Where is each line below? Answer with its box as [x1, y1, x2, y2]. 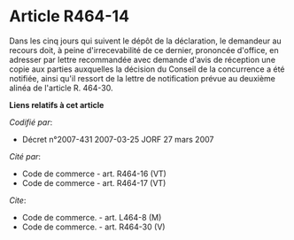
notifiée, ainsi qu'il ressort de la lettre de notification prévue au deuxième [9, 73, 276, 83]
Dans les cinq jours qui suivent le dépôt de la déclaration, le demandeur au [9, 35, 282, 46]
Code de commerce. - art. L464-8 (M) [21, 212, 162, 222]
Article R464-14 [9, 6, 130, 27]
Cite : [9, 195, 27, 205]
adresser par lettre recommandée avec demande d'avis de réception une [9, 54, 276, 65]
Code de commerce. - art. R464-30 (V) [21, 221, 166, 232]
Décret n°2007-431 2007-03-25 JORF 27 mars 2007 [21, 134, 214, 144]
